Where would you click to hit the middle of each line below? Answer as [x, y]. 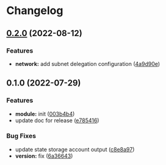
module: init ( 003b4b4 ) [45, 114]
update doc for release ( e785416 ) [57, 120]
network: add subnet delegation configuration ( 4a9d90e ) [88, 64]
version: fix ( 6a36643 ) [44, 156]
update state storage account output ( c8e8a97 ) [75, 149]
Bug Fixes [21, 136]
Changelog [35, 11]
